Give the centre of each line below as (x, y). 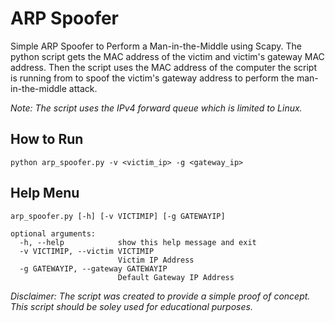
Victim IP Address (156, 260)
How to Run (47, 139)
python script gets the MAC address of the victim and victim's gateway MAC (167, 56)
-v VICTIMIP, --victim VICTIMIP (87, 251)
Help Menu (45, 193)
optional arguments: (53, 233)
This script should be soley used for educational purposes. (131, 306)
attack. (83, 88)
